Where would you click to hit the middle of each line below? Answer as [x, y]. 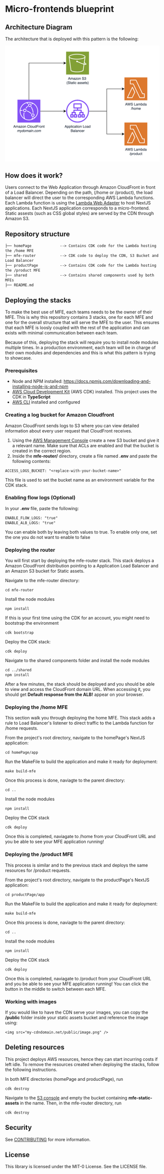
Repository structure [37, 234]
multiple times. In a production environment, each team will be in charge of [81, 347]
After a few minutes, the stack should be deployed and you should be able [80, 684]
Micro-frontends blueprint [59, 9]
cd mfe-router [20, 590]
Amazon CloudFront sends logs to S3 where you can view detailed [72, 426]
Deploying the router [30, 550]
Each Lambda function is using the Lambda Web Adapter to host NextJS [78, 203]
